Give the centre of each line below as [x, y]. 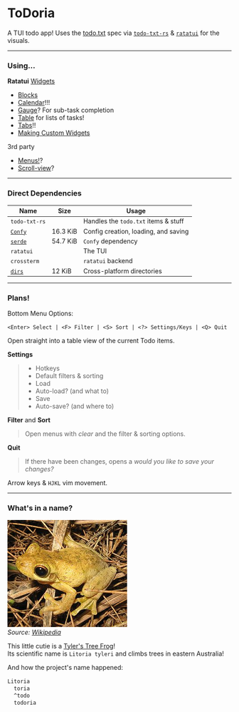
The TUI [95, 251]
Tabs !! [27, 126]
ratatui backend [108, 261]
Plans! [18, 297]
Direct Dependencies [44, 193]
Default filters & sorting [69, 376]
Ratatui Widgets [31, 81]
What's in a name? [40, 508]
